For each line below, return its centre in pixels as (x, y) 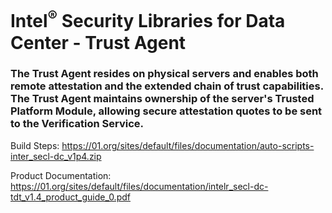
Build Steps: (35, 145)
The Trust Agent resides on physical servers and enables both (164, 74)
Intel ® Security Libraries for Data (148, 19)
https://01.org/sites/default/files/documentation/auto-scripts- (188, 145)
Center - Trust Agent (98, 42)
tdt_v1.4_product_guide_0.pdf (70, 197)
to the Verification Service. (77, 124)
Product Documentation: (61, 175)
